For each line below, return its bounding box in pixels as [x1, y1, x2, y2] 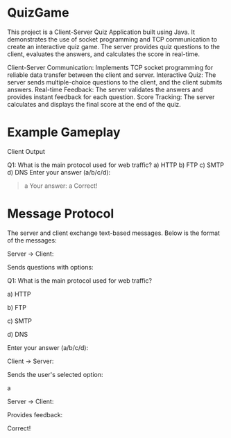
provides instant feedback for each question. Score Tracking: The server [7, 92, 215, 101]
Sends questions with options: [7, 263, 94, 271]
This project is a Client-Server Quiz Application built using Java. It [7, 28, 196, 36]
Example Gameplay [7, 125, 121, 140]
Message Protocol [7, 206, 114, 222]
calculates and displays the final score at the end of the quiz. [7, 100, 182, 108]
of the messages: [7, 236, 57, 244]
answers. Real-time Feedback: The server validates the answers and [7, 85, 203, 94]
